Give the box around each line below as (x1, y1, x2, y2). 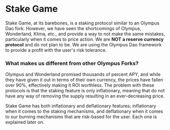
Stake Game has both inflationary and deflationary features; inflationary (5, 103, 156, 109)
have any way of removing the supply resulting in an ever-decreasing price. (5, 93, 165, 99)
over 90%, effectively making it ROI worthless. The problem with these (5, 82, 155, 88)
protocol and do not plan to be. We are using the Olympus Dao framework (5, 41, 162, 47)
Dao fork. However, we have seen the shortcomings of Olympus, (5, 25, 142, 31)
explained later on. (5, 119, 45, 125)
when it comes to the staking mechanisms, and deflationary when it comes (5, 108, 163, 115)
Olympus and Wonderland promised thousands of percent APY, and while (5, 71, 161, 77)
